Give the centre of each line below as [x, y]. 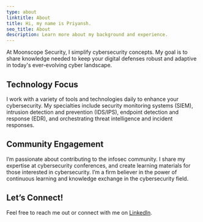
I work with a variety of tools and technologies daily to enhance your [93, 99]
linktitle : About [28, 18]
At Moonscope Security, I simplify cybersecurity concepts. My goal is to [97, 52]
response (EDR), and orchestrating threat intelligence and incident [90, 118]
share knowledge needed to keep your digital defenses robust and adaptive [102, 59]
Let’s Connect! [35, 198]
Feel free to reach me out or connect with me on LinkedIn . [79, 212]
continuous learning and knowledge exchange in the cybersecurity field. [98, 179]
